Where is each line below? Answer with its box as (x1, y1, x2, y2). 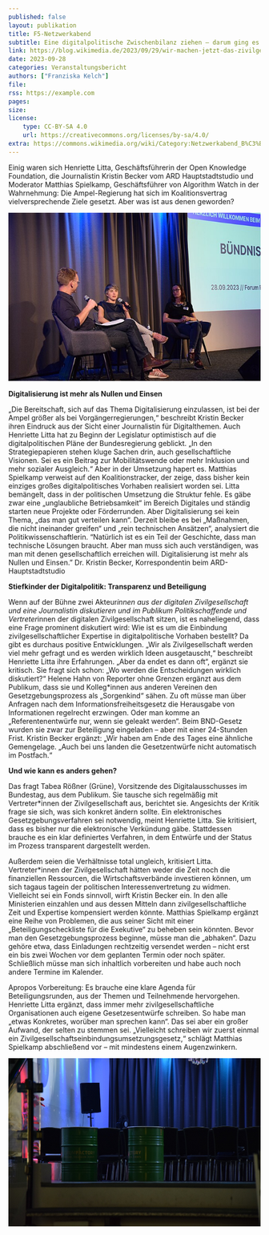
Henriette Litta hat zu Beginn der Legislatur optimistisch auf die (8, 430, 217, 440)
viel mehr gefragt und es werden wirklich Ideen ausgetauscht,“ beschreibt (8, 649, 254, 658)
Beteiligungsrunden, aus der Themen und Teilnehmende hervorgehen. (8, 992, 240, 1000)
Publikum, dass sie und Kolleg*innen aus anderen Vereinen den (8, 682, 218, 692)
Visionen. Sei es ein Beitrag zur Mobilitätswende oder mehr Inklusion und (8, 456, 250, 465)
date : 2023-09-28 (8, 55, 66, 63)
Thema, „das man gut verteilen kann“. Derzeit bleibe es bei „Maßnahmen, (8, 515, 250, 525)
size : (8, 106, 26, 114)
